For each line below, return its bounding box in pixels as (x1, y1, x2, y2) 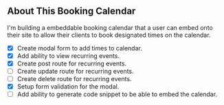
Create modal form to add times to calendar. (16, 44, 142, 52)
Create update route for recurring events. (16, 67, 134, 75)
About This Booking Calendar (7, 5, 136, 17)
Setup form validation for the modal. (16, 82, 120, 91)
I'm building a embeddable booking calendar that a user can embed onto (7, 23, 213, 31)
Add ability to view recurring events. (16, 51, 120, 60)
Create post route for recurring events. (16, 59, 127, 67)
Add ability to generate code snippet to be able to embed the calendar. (16, 90, 218, 98)
